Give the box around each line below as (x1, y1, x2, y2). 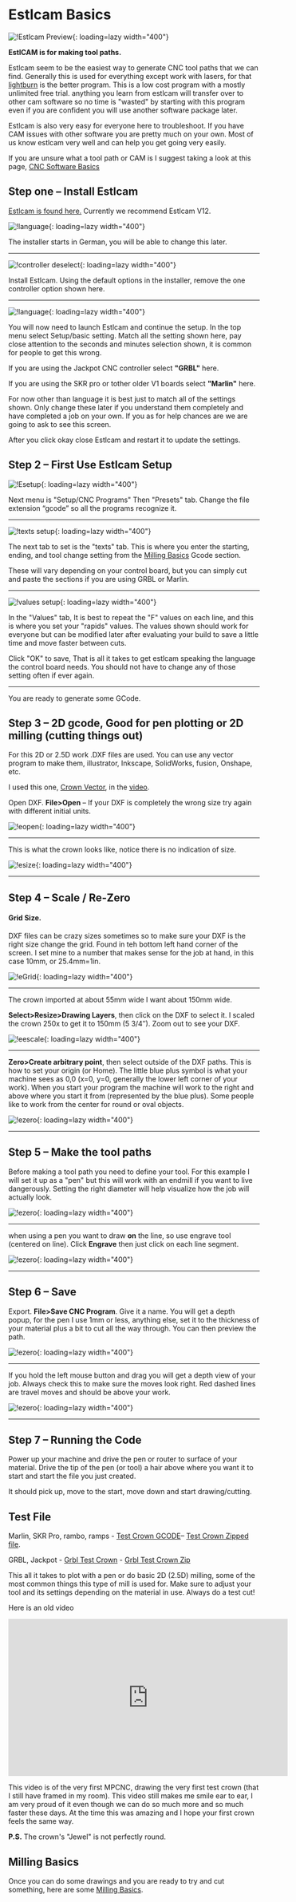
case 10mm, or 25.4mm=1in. (8, 956, 101, 966)
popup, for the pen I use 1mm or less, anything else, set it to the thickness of (8, 1315, 259, 1324)
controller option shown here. (8, 283, 105, 293)
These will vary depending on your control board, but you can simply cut (8, 565, 247, 575)
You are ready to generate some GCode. (8, 693, 141, 703)
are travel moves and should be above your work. (8, 1387, 172, 1397)
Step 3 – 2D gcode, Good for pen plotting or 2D (8, 716, 244, 730)
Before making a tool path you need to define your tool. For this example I (8, 1167, 250, 1176)
